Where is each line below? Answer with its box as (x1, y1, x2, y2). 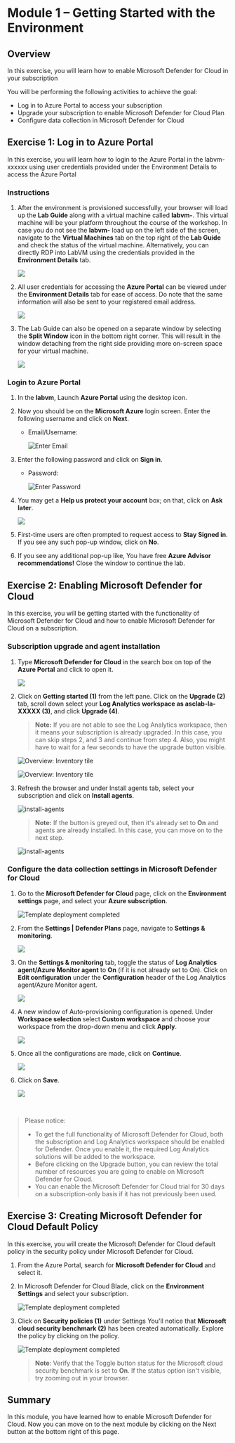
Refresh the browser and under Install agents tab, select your (17, 784, 195, 792)
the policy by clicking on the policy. (17, 1331, 120, 1340)
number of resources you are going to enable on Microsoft (34, 1167, 205, 1175)
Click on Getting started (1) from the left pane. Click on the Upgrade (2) (17, 692, 226, 700)
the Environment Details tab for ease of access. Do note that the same (17, 290, 223, 299)
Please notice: (24, 1116, 66, 1125)
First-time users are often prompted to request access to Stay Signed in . (17, 531, 228, 539)
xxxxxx (7, 162, 28, 171)
